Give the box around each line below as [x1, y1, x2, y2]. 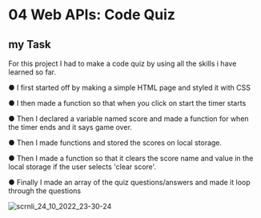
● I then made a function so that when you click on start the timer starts [8, 99, 247, 107]
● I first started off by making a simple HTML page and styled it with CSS [8, 83, 251, 92]
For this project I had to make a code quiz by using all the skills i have [8, 59, 237, 68]
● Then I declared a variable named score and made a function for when [8, 114, 250, 123]
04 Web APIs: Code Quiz [8, 6, 176, 24]
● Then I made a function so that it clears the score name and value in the [8, 154, 254, 163]
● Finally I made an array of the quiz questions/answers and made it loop [8, 178, 251, 187]
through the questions [8, 186, 82, 196]
